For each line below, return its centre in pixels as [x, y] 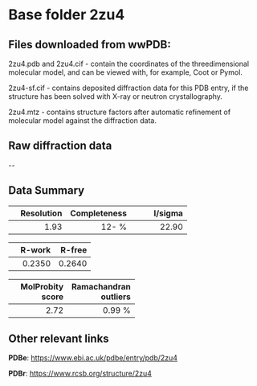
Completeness [98, 213]
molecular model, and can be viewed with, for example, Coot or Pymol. [126, 72]
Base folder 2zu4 [67, 15]
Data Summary [47, 191]
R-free [73, 249]
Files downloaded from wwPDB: [90, 45]
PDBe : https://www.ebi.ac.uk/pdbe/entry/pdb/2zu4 [93, 358]
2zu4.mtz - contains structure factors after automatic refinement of [120, 112]
